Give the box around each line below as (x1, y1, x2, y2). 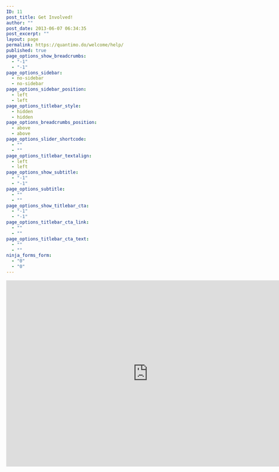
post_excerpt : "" (6, 31, 49, 37)
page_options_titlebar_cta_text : (6, 236, 89, 242)
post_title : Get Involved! (6, 14, 73, 20)
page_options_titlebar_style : (6, 103, 82, 109)
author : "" (6, 20, 33, 26)
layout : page (6, 36, 39, 42)
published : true (6, 48, 46, 54)
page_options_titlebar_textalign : (6, 153, 92, 159)
